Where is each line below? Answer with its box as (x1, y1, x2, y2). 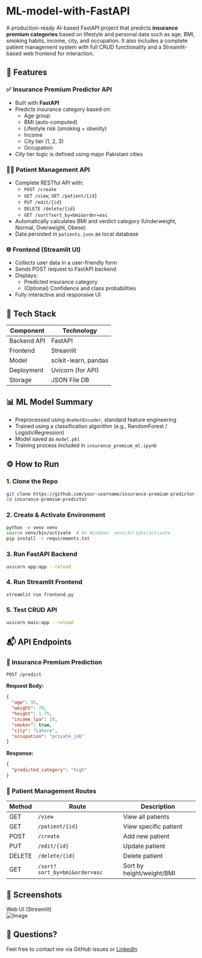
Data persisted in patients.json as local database (14, 230, 139, 238)
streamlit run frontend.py (6, 591, 74, 597)
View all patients (123, 813, 170, 821)
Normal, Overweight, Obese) (14, 224, 86, 231)
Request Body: (6, 682, 44, 690)
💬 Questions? (6, 930, 58, 940)
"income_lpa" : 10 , (11, 716, 58, 722)
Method (9, 802, 32, 811)
